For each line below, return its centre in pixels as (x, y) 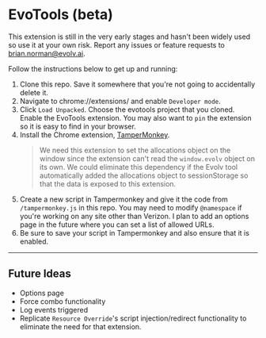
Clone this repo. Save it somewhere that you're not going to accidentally (137, 84)
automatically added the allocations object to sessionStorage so (144, 175)
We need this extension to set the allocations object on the (135, 150)
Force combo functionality (63, 301)
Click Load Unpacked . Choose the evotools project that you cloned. (127, 109)
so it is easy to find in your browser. (78, 126)
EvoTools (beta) (61, 15)
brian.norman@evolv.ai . (47, 53)
